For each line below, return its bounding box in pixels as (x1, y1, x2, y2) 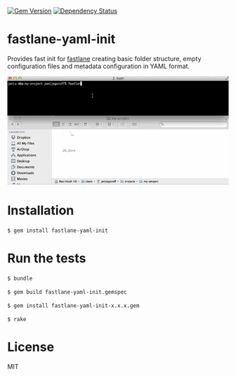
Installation (7, 202, 74, 219)
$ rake (7, 316, 27, 323)
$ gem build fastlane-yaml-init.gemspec (7, 288, 128, 295)
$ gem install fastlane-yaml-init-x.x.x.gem (7, 302, 140, 309)
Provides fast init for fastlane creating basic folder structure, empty (7, 54, 202, 63)
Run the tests (7, 250, 86, 266)
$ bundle (7, 275, 33, 282)
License (7, 339, 55, 355)
